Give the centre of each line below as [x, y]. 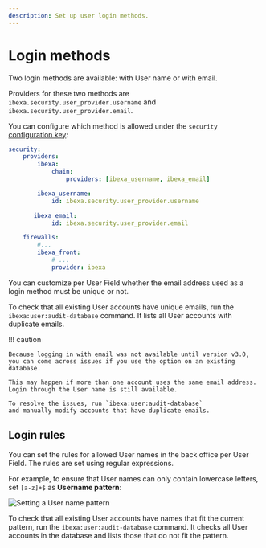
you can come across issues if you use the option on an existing [122, 361]
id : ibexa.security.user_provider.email [120, 223]
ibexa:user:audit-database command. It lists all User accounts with [120, 315]
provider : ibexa [78, 267]
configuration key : [38, 134]
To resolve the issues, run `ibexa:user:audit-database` [106, 403]
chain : [62, 172]
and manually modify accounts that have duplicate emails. [109, 411]
